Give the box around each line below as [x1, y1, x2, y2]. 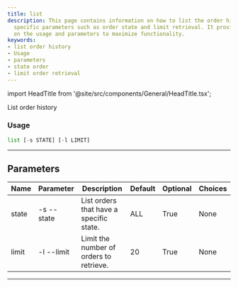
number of [81, 242, 116, 252]
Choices [198, 184, 227, 193]
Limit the [81, 234, 110, 244]
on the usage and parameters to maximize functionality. [13, 30, 186, 38]
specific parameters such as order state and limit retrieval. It [13, 23, 214, 30]
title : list [7, 10, 42, 18]
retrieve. [81, 260, 109, 270]
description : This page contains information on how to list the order [7, 17, 223, 24]
